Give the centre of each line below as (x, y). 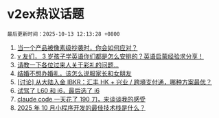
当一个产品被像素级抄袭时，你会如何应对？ (77, 47)
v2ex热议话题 (46, 14)
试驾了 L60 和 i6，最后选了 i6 (58, 91)
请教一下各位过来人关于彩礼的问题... (68, 64)
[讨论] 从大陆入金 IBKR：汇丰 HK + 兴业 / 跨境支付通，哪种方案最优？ (115, 82)
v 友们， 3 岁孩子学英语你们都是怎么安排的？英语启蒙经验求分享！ (111, 56)
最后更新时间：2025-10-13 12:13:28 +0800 (64, 34)
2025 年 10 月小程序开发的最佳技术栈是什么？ (81, 108)
